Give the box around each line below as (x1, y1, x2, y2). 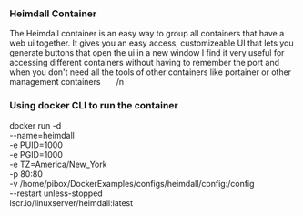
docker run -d (9, 119, 62, 130)
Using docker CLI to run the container (9, 99, 179, 112)
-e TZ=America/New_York (9, 159, 107, 170)
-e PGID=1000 (9, 149, 64, 159)
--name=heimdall (9, 129, 76, 140)
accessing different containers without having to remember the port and (9, 57, 280, 68)
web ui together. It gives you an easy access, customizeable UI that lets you (9, 37, 294, 48)
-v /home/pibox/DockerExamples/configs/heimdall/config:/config (9, 178, 255, 189)
